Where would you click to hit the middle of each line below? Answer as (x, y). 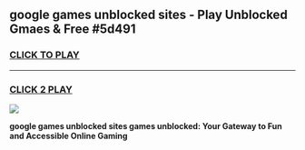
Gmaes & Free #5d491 (73, 30)
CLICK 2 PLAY (41, 89)
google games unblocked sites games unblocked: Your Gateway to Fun (146, 125)
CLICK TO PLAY (44, 55)
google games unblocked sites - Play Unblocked (148, 15)
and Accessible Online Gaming (69, 135)
